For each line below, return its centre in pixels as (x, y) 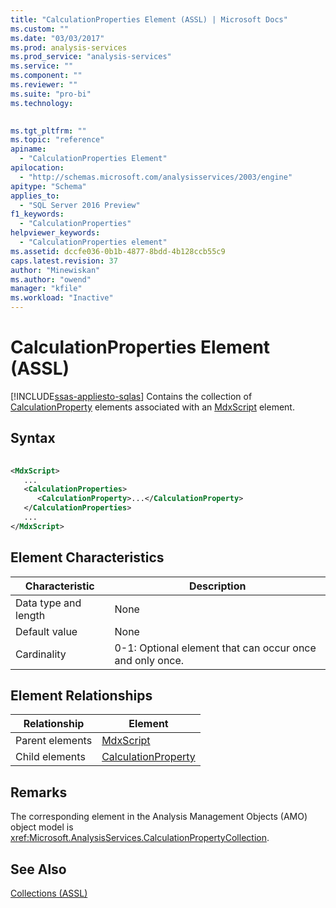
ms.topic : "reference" (57, 140)
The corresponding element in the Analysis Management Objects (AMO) (159, 817)
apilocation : (37, 168)
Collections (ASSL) (49, 893)
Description (218, 586)
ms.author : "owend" (51, 279)
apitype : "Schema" (48, 186)
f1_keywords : (37, 214)
